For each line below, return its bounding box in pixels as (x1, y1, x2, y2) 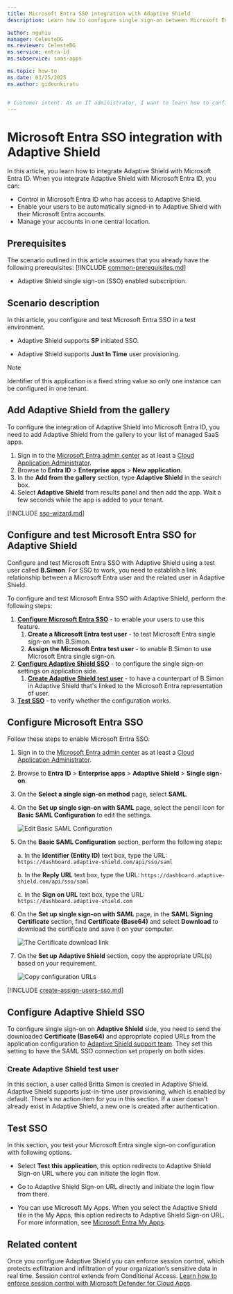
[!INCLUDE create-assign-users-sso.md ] (7, 986, 124, 995)
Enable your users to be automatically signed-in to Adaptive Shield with (17, 202, 222, 211)
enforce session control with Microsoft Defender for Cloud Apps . (7, 1279, 193, 1288)
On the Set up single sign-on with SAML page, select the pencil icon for (17, 804, 225, 812)
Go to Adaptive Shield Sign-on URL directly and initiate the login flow (17, 1183, 214, 1191)
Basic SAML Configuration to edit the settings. (17, 811, 153, 820)
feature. (17, 622, 40, 630)
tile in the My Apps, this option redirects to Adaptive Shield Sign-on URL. (17, 1211, 225, 1220)
